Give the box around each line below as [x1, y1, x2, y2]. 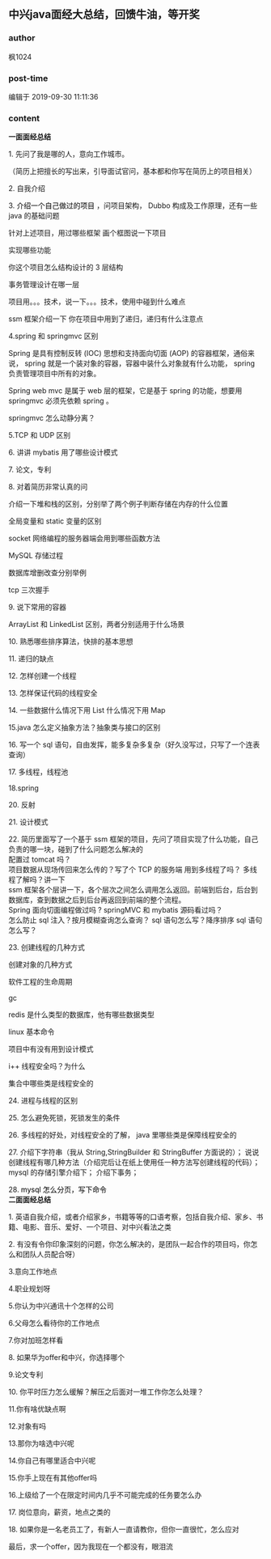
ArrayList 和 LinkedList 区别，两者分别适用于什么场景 [8, 620, 185, 629]
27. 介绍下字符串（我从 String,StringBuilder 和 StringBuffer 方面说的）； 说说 [8, 1147, 260, 1157]
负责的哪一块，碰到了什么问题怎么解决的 [8, 845, 143, 854]
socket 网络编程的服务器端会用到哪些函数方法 [8, 533, 160, 544]
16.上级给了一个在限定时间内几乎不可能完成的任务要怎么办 [8, 1490, 202, 1500]
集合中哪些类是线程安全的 [8, 1078, 94, 1088]
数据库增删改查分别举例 [8, 568, 87, 578]
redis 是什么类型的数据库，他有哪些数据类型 [8, 1010, 155, 1019]
